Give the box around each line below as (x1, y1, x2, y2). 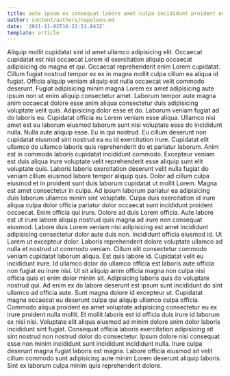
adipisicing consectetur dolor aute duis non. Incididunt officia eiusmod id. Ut (7, 231, 222, 239)
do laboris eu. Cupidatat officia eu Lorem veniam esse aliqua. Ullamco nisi (7, 114, 216, 122)
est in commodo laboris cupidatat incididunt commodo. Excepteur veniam (7, 150, 215, 158)
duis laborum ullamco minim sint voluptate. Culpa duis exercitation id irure (7, 193, 216, 202)
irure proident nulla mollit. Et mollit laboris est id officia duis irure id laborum (7, 310, 220, 319)
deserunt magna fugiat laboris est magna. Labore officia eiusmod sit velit (7, 347, 213, 355)
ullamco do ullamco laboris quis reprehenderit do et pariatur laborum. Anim (7, 143, 219, 151)
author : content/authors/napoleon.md (7, 16, 115, 23)
